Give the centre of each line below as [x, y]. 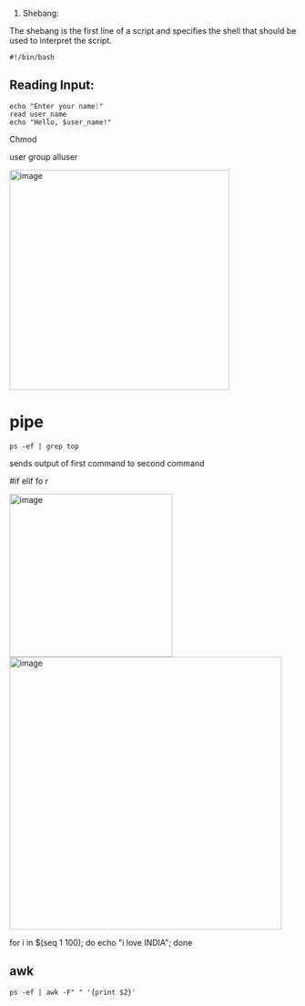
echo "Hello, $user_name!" [61, 122]
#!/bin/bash [32, 58]
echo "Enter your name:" [56, 106]
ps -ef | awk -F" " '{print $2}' [73, 992]
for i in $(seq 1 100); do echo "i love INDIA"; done [101, 942]
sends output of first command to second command [107, 463]
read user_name [38, 114]
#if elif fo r [29, 481]
